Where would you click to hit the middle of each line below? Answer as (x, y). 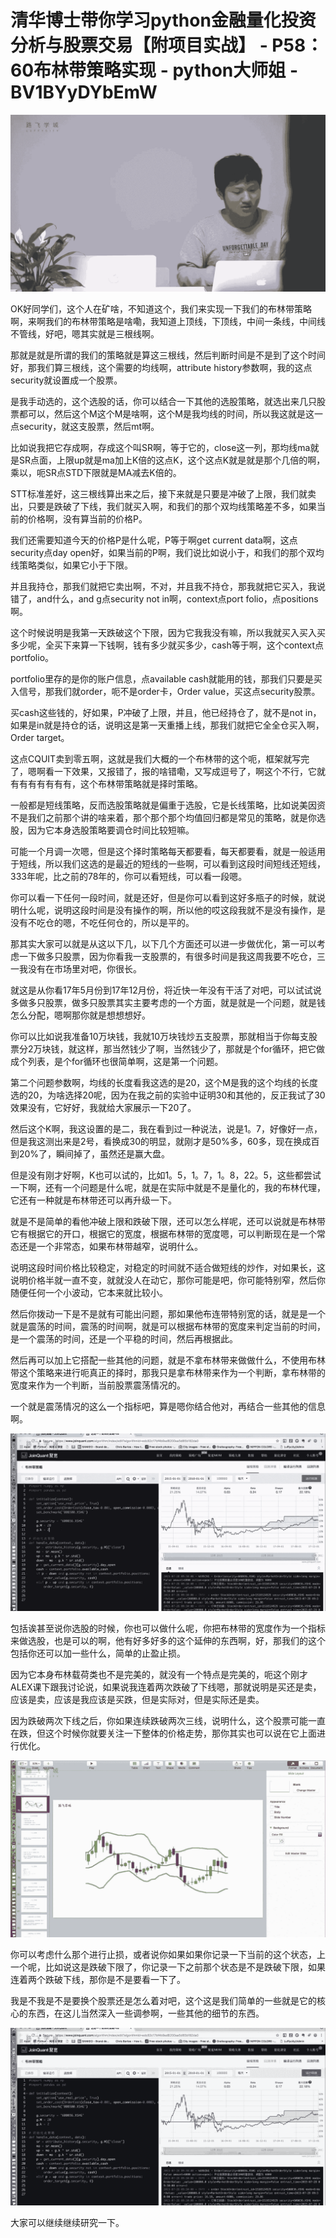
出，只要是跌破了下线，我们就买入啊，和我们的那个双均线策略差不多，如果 (163, 507)
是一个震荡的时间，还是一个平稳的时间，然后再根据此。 (124, 1339)
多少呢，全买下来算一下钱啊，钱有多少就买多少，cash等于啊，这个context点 (167, 645)
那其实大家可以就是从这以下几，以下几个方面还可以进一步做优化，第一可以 (163, 944)
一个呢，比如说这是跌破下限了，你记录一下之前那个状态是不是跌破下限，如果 (168, 1967)
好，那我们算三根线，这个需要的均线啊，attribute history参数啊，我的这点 (161, 368)
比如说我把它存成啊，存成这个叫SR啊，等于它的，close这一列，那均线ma (160, 448)
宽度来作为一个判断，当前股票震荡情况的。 (98, 1385)
